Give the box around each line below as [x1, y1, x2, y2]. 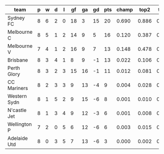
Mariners [7, 85, 28, 91]
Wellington [7, 121, 32, 128]
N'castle [7, 107, 27, 113]
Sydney [7, 15, 25, 21]
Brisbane [7, 57, 28, 63]
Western [7, 93, 27, 99]
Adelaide [7, 135, 28, 141]
